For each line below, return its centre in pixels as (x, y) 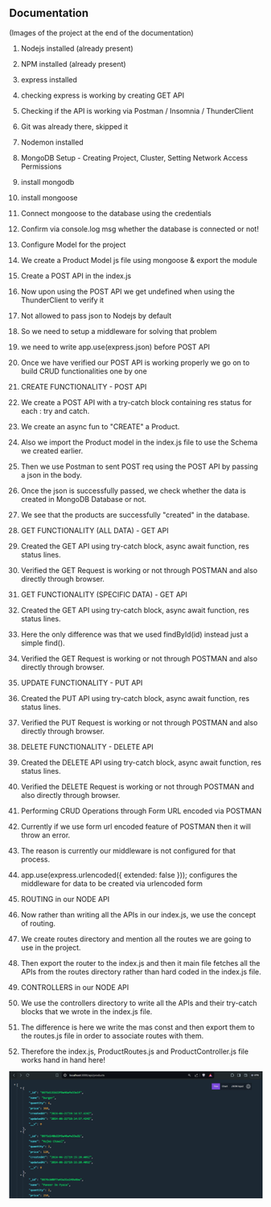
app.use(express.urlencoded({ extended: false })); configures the (129, 875)
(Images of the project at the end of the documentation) (101, 32)
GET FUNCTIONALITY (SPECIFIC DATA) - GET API (104, 594)
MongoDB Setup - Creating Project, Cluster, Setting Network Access (134, 157)
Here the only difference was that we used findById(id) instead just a (134, 634)
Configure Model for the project (73, 244)
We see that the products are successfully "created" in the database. (135, 515)
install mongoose (49, 198)
